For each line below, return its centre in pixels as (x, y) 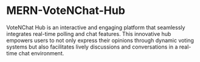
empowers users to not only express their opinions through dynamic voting (100, 40)
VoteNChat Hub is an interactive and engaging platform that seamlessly (96, 27)
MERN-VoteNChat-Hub (66, 11)
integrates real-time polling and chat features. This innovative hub (89, 33)
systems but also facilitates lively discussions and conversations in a (92, 47)
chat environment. (41, 53)
